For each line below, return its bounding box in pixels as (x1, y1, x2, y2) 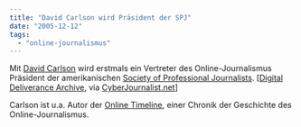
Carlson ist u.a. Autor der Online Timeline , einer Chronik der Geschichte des (9, 100, 292, 111)
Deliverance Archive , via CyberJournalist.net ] (9, 82, 179, 93)
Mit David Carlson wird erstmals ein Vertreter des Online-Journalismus (9, 63, 273, 74)
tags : (9, 30, 30, 39)
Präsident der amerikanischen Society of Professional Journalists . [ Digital (9, 73, 283, 84)
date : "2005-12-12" (9, 22, 83, 31)
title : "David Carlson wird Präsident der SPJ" (9, 13, 193, 23)
